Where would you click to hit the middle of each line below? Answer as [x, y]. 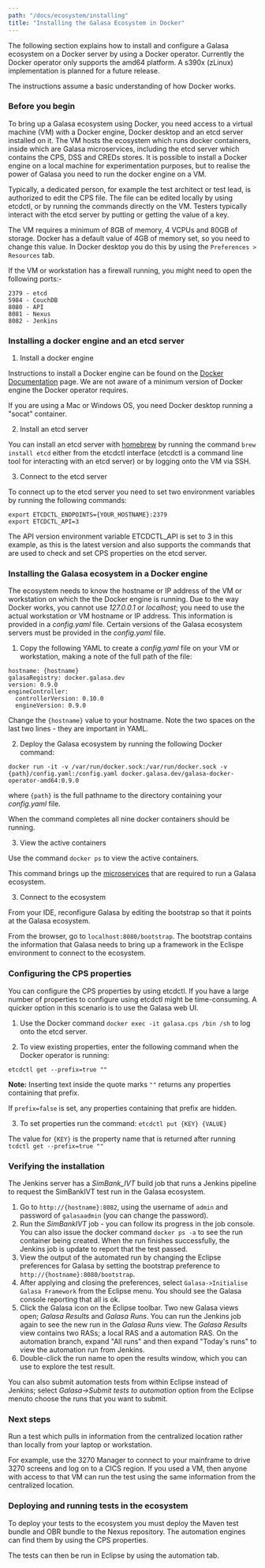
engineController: [38, 692]
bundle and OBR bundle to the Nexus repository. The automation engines [127, 1532]
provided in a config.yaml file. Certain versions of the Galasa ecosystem [125, 625]
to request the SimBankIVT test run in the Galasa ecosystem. [107, 1192]
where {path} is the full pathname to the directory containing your [115, 795]
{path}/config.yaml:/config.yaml [63, 774]
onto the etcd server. [54, 1031]
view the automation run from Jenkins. [82, 1350]
